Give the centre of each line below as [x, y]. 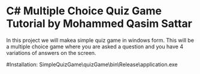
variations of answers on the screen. [51, 53]
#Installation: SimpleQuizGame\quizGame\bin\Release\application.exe [92, 64]
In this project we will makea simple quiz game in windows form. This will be [100, 40]
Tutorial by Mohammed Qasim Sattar [99, 24]
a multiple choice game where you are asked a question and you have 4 [95, 47]
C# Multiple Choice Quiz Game [84, 11]
